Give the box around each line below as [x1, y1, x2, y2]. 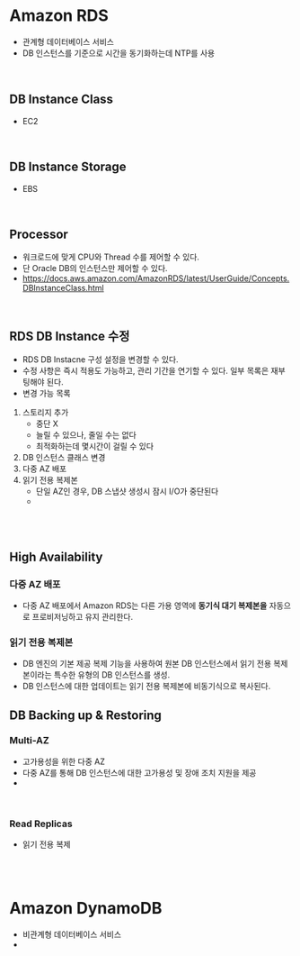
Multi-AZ [9, 734, 49, 747]
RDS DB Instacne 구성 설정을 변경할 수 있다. [22, 354, 179, 365]
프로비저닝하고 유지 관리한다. [31, 611, 133, 622]
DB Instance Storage [9, 159, 128, 175]
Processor [9, 226, 69, 241]
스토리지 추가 [22, 407, 69, 418]
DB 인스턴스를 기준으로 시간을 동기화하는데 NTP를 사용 [22, 47, 216, 59]
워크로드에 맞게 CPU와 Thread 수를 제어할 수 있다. [22, 251, 200, 262]
